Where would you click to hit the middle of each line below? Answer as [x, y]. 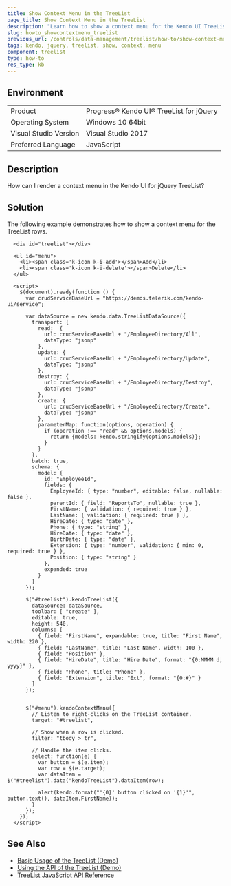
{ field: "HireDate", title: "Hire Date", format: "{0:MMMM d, [130, 660]
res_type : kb [26, 65]
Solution [25, 207]
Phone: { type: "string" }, [90, 528]
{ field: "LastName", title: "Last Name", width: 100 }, [121, 648]
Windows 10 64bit [116, 123]
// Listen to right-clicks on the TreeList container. [112, 714]
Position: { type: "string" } [93, 558]
